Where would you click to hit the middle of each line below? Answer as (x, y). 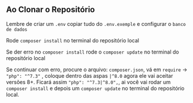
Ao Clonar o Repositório (51, 10)
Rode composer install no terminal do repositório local (73, 40)
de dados (17, 29)
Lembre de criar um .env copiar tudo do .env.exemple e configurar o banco (96, 24)
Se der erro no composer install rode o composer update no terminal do (93, 52)
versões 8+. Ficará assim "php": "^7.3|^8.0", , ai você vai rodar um (89, 82)
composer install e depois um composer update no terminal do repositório (95, 88)
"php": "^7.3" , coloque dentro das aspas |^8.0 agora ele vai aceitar (90, 75)
